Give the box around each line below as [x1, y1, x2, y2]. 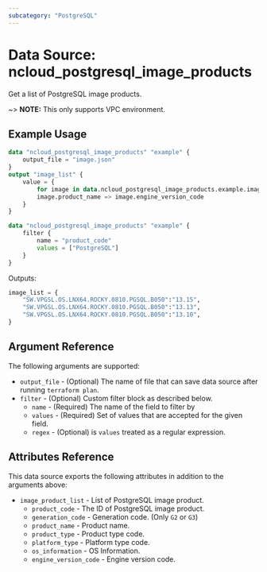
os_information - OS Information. [31, 546, 141, 555]
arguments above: [8, 480, 68, 489]
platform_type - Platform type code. [31, 537, 150, 547]
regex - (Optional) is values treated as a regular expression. [31, 427, 226, 437]
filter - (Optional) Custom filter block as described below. [19, 393, 213, 403]
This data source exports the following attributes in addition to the [8, 471, 224, 481]
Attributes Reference [8, 450, 114, 464]
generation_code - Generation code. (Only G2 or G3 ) [31, 512, 199, 521]
